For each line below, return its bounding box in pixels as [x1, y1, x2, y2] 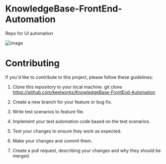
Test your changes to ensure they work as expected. [12, 128, 122, 134]
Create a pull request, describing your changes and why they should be [12, 147, 161, 153]
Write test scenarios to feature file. [12, 108, 85, 114]
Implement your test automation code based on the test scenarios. [12, 118, 150, 124]
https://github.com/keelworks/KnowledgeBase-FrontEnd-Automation [12, 89, 156, 95]
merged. [12, 152, 30, 158]
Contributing [5, 58, 60, 69]
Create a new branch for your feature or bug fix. [12, 99, 112, 105]
